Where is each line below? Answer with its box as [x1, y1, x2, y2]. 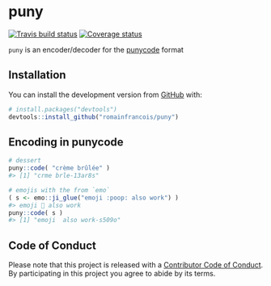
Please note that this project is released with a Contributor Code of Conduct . [8, 260, 264, 270]
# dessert [8, 157, 42, 165]
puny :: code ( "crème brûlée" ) [8, 164, 111, 172]
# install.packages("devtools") [8, 105, 117, 113]
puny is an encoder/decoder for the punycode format [8, 44, 184, 54]
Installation [8, 68, 66, 82]
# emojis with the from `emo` [8, 186, 111, 194]
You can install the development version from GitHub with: [8, 90, 202, 99]
